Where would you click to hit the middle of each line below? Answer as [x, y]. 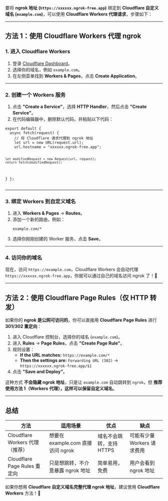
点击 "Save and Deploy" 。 [40, 371]
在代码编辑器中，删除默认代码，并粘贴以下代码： [63, 119]
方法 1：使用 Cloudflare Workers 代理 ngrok [73, 36]
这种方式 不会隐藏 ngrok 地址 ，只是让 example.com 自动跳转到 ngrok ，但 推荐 [84, 382]
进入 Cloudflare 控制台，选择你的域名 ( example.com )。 [67, 337]
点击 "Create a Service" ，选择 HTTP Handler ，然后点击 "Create [79, 106]
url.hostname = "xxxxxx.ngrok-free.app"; [58, 147]
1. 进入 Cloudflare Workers [38, 51]
